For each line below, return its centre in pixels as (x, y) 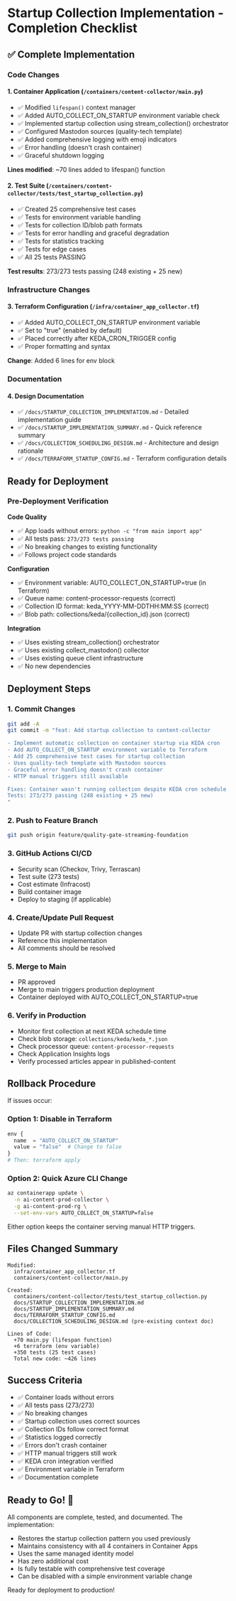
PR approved (36, 982)
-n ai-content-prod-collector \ (62, 1200)
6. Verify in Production (47, 1015)
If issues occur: (30, 1101)
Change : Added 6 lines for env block (61, 361)
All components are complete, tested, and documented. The (95, 1517)
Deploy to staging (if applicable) (64, 899)
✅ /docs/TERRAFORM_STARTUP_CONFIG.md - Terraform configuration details (122, 458)
